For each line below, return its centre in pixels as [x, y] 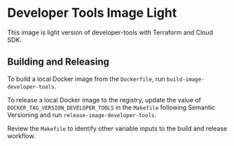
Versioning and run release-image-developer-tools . [82, 114]
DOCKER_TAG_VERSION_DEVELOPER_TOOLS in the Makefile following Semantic [111, 107]
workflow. [21, 135]
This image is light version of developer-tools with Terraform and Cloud [110, 32]
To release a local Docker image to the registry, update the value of [104, 100]
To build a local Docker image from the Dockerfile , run [86, 79]
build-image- [185, 79]
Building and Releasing [58, 62]
